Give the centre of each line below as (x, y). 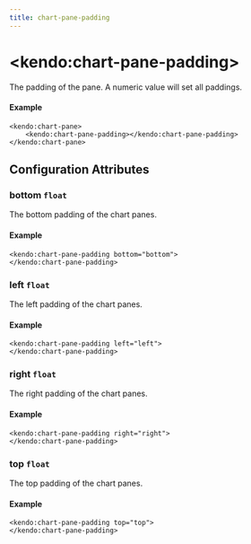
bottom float (38, 196)
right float (33, 374)
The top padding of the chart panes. (76, 483)
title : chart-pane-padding (60, 18)
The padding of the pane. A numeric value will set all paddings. (126, 87)
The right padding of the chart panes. (78, 394)
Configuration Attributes (79, 170)
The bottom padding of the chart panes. (83, 215)
